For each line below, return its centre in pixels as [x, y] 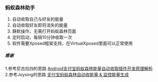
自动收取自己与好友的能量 [38, 19]
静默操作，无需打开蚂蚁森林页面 [44, 31]
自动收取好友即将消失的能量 [40, 25]
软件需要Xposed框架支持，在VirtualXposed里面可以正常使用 [72, 43]
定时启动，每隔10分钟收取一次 [42, 37]
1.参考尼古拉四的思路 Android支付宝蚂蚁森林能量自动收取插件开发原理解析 [79, 68]
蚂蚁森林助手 [20, 7]
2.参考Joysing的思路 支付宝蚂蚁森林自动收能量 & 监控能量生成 [67, 75]
